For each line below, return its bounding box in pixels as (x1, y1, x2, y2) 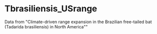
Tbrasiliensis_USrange (4, 3, 97, 14)
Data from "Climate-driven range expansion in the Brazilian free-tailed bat (4, 19, 152, 25)
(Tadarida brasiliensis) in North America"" (4, 24, 88, 29)
